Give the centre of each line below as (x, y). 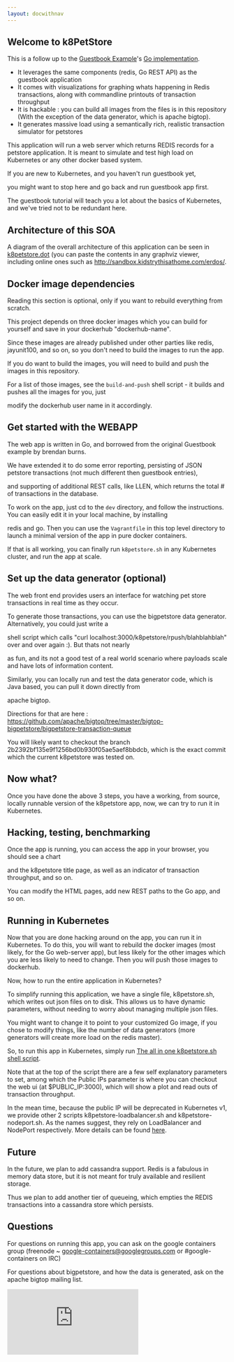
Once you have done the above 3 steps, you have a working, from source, (114, 796)
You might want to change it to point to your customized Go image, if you (112, 1023)
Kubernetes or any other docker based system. (75, 160)
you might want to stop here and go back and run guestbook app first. (108, 187)
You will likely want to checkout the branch (69, 742)
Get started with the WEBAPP (73, 427)
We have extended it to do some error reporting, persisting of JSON (105, 465)
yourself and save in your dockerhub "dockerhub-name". (89, 329)
